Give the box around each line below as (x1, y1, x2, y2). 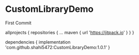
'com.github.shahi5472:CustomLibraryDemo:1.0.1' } (5, 44, 111, 50)
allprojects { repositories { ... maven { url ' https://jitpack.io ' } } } (5, 29, 135, 35)
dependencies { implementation (5, 39, 71, 45)
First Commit (5, 20, 31, 26)
